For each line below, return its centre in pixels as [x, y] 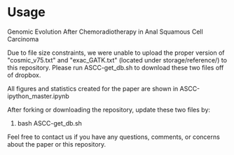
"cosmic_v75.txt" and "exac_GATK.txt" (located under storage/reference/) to [117, 60]
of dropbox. [24, 75]
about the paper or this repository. [57, 144]
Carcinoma [23, 39]
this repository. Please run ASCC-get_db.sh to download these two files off [116, 67]
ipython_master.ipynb [39, 96]
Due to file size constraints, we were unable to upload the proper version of [116, 53]
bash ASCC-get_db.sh [50, 123]
